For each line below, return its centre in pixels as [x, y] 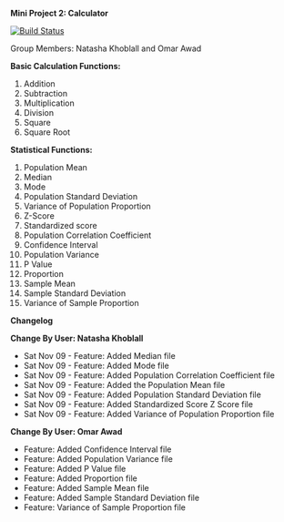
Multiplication [49, 103]
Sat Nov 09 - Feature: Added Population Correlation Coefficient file [149, 375]
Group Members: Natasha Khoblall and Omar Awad [106, 48]
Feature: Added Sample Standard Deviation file [111, 497]
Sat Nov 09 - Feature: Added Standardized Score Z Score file [138, 404]
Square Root [47, 132]
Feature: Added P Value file [75, 469]
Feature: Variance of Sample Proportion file [104, 507]
